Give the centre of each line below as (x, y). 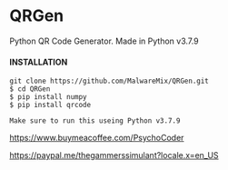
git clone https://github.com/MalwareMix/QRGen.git (109, 81)
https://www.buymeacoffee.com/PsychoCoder (97, 138)
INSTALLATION (39, 62)
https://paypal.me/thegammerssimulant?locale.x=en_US (114, 155)
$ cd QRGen (30, 89)
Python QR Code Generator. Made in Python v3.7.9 (104, 41)
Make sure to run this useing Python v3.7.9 (95, 121)
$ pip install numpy (49, 97)
